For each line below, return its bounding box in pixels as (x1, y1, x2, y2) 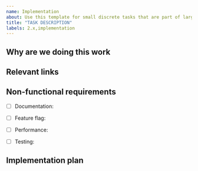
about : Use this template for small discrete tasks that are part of (6, 14, 181, 20)
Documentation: (14, 103, 54, 110)
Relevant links (6, 67, 59, 77)
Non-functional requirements (6, 87, 116, 97)
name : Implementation (6, 8, 60, 15)
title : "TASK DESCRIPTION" (6, 19, 72, 25)
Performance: (14, 126, 48, 133)
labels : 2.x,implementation (6, 25, 75, 31)
